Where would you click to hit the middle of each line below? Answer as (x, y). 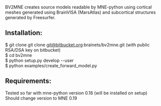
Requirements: (28, 81)
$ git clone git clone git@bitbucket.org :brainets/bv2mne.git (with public (78, 45)
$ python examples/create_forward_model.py (51, 65)
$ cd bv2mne (18, 55)
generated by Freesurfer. (30, 17)
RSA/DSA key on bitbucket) (33, 50)
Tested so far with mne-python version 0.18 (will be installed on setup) (76, 93)
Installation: (24, 33)
